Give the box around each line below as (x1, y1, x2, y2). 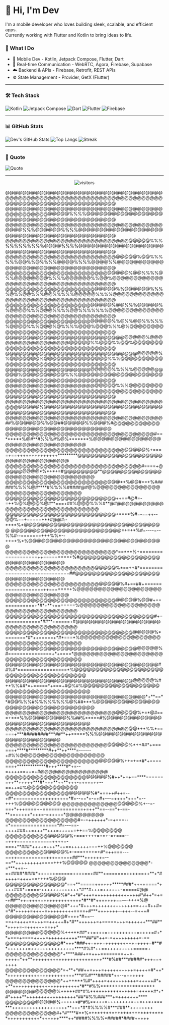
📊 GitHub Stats (5, 123, 44, 130)
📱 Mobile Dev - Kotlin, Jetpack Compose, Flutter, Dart (12, 56, 124, 62)
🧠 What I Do (5, 44, 34, 51)
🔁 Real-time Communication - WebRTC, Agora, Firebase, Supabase (12, 62, 152, 68)
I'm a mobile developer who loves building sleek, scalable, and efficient (5, 21, 153, 27)
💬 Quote (5, 153, 26, 160)
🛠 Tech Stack (5, 92, 40, 99)
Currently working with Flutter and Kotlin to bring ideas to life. (5, 32, 133, 38)
